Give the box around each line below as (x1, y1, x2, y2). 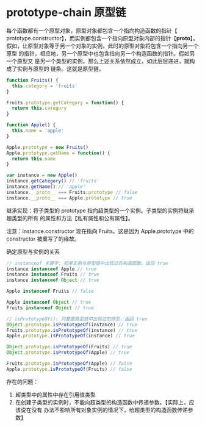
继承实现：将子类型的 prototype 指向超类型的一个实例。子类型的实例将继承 (6, 207, 195, 214)
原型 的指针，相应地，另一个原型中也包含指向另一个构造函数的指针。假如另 (6, 49, 195, 57)
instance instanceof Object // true (6, 277, 99, 284)
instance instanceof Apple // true (6, 266, 97, 272)
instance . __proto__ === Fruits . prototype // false (6, 189, 138, 195)
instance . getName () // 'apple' (6, 184, 86, 190)
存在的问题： (6, 378, 38, 385)
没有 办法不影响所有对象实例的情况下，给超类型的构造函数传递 (31, 406, 188, 414)
